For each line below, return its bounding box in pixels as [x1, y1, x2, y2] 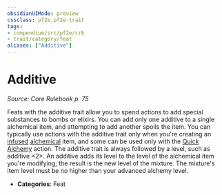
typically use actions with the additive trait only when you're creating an [7, 130, 212, 138]
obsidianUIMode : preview [7, 10, 79, 17]
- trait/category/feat [7, 36, 72, 43]
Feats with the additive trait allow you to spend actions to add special [7, 107, 203, 116]
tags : [7, 23, 23, 30]
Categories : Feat [17, 180, 66, 188]
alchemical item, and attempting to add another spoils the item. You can [7, 122, 211, 131]
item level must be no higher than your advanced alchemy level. [7, 166, 188, 174]
